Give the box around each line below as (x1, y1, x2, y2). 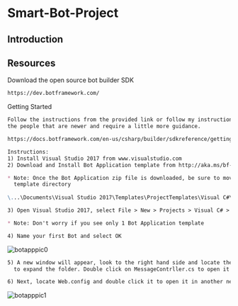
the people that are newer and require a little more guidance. (7, 123, 201, 130)
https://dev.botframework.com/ (7, 90, 100, 97)
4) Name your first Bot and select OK (7, 232, 122, 239)
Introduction (7, 33, 64, 45)
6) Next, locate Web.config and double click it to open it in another (7, 278, 223, 285)
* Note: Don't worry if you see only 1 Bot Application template (7, 220, 204, 227)
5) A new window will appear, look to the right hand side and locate (7, 259, 220, 266)
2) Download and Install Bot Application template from (7, 161, 176, 169)
